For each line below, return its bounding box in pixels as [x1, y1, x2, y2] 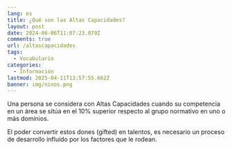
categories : [7, 62, 42, 68]
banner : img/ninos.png [7, 81, 73, 88]
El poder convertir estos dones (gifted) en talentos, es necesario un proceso [7, 128, 225, 136]
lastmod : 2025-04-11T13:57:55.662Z [7, 74, 110, 82]
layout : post [7, 23, 45, 30]
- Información [13, 68, 54, 75]
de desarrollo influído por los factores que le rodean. [7, 135, 157, 144]
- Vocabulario [13, 55, 54, 62]
